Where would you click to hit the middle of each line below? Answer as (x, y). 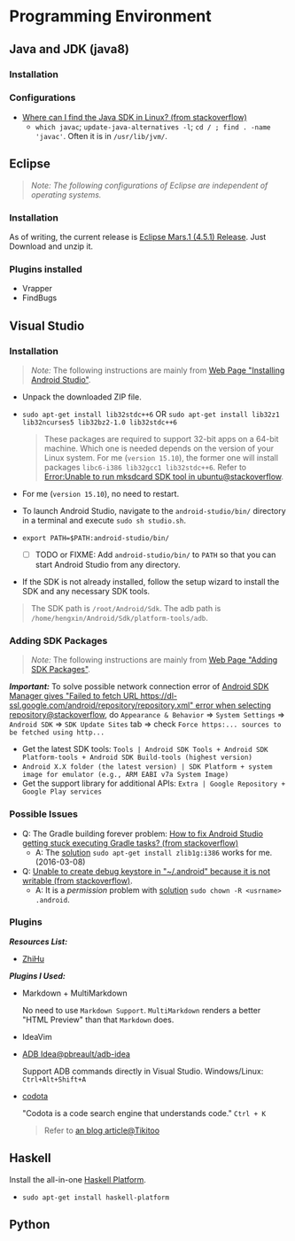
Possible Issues (43, 814)
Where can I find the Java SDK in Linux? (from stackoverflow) (135, 117)
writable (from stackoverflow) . (77, 880)
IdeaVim (37, 1036)
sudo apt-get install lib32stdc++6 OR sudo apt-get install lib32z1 (151, 414)
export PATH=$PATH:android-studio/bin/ (96, 538)
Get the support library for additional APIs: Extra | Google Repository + (154, 783)
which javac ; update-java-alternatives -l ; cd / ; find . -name (153, 127)
